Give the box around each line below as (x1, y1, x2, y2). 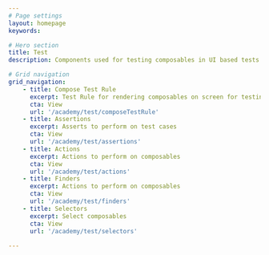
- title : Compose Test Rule (22, 85, 116, 93)
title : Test (8, 49, 48, 57)
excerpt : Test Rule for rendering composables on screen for (29, 93, 239, 101)
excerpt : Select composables (29, 212, 127, 221)
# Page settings (8, 11, 62, 20)
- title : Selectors (22, 204, 88, 212)
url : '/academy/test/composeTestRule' (29, 107, 159, 116)
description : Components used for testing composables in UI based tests (8, 56, 260, 64)
